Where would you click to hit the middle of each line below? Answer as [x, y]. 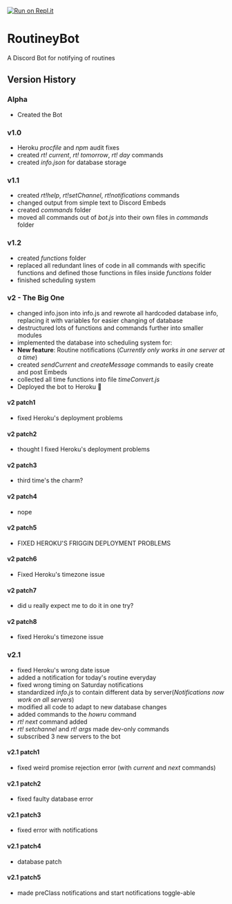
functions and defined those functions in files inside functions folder [114, 272]
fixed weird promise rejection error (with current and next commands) [116, 767]
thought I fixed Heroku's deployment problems [84, 449]
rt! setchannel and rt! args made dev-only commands [93, 729]
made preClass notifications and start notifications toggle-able [106, 893]
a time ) [27, 357]
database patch [39, 861]
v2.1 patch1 [23, 752]
